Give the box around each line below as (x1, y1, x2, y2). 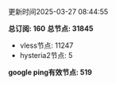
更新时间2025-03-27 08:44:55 (8, 7, 109, 16)
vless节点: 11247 (19, 41, 74, 50)
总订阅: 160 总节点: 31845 (8, 24, 94, 33)
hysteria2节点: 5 (19, 51, 73, 60)
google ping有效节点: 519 (8, 68, 93, 77)
